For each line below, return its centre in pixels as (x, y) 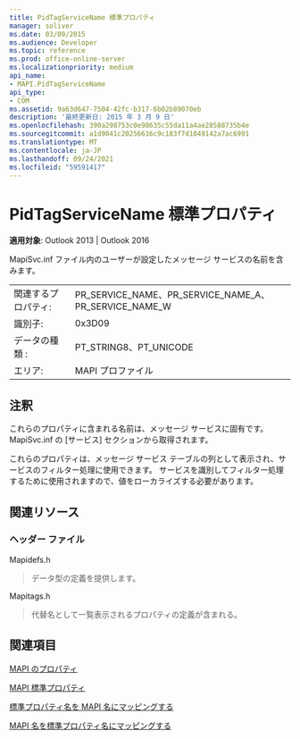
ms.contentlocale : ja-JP (55, 150)
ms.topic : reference (48, 51)
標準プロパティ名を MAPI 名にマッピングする (92, 706)
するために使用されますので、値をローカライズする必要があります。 (134, 481)
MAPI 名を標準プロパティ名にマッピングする (91, 726)
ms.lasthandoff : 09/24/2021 (62, 159)
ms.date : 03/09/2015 (48, 34)
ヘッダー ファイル (47, 540)
